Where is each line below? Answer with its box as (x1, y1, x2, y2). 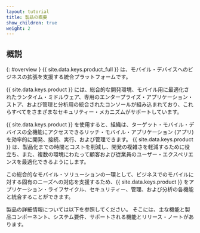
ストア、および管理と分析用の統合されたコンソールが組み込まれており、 (6, 101, 183, 108)
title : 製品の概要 (6, 14, 48, 20)
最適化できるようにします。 (21, 159, 90, 166)
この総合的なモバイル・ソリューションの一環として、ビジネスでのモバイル (6, 171, 189, 178)
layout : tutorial (6, 8, 50, 15)
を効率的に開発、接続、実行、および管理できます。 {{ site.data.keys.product (6, 136, 193, 143)
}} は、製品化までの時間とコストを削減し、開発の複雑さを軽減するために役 (6, 144, 190, 151)
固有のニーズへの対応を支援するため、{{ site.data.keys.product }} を (21, 178, 189, 185)
